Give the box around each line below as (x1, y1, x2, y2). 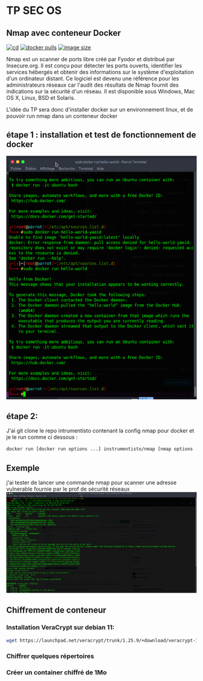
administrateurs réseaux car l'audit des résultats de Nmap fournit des (6, 81, 179, 88)
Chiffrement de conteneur (6, 605, 107, 615)
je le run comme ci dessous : (6, 434, 78, 441)
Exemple (6, 463, 40, 473)
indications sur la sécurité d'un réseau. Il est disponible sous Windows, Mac (6, 88, 195, 95)
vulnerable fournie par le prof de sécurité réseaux (6, 485, 130, 493)
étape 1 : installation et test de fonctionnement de (6, 130, 196, 140)
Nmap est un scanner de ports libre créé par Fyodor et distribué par (6, 56, 175, 62)
